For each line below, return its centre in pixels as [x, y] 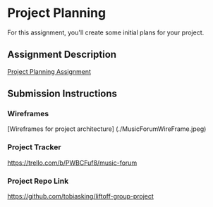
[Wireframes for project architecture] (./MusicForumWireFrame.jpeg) [107, 129]
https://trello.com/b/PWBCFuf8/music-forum [72, 163]
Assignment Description [62, 55]
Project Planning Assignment [49, 71]
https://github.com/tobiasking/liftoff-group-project [80, 196]
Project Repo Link [38, 181]
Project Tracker [34, 147]
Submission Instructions [62, 94]
